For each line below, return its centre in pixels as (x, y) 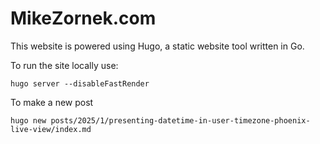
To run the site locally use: (64, 65)
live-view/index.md (51, 129)
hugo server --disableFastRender (80, 83)
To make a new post (52, 102)
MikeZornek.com (83, 18)
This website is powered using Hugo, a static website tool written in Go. (157, 46)
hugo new (28, 120)
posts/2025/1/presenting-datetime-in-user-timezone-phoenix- (180, 120)
